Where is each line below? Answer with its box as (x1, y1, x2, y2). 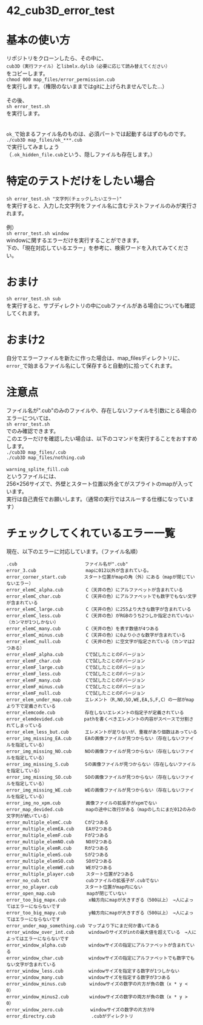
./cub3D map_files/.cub (6, 449, 67, 455)
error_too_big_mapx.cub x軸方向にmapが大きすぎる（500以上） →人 (6, 897, 181, 903)
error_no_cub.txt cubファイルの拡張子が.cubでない (6, 877, 159, 883)
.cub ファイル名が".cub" (6, 561, 128, 567)
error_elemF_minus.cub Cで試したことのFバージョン (6, 683, 145, 690)
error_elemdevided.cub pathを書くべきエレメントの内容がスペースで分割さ (6, 716, 194, 722)
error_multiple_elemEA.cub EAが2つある (6, 826, 112, 832)
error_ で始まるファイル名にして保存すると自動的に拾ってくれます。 (6, 362, 176, 369)
